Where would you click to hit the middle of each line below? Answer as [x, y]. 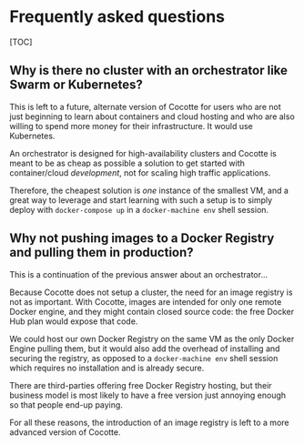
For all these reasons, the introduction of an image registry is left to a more [149, 422]
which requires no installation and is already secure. [107, 368]
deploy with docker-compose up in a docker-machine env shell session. [139, 209]
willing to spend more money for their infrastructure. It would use [131, 126]
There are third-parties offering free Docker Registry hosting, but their [141, 385]
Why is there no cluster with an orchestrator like [149, 71]
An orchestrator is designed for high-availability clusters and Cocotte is [143, 153]
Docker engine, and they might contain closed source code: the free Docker [152, 311]
